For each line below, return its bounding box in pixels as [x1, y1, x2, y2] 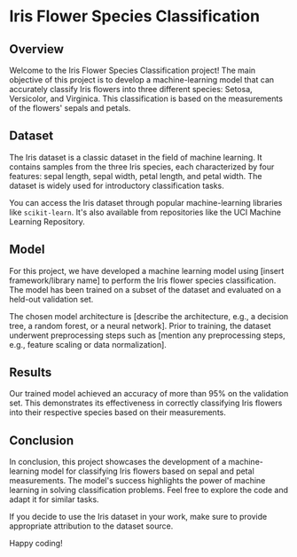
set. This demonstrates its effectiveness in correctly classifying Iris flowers [9, 397, 283, 409]
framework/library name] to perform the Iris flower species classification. [9, 275, 277, 286]
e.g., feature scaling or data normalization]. [9, 339, 167, 349]
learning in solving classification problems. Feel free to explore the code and [9, 485, 289, 496]
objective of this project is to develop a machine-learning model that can [9, 75, 275, 85]
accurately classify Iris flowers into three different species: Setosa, [9, 84, 253, 94]
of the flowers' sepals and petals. [9, 103, 131, 113]
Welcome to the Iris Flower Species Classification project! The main [9, 65, 256, 75]
